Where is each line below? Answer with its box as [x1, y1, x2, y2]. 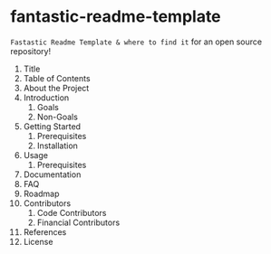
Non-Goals [36, 111, 78, 122]
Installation [36, 140, 78, 151]
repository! [10, 45, 52, 56]
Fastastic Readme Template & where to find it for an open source [10, 36, 262, 47]
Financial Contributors [36, 217, 121, 228]
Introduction [23, 92, 70, 103]
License [23, 236, 53, 247]
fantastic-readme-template [10, 6, 221, 27]
